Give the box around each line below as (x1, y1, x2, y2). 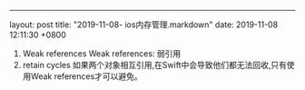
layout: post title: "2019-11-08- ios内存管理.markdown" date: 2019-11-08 (9, 19, 279, 30)
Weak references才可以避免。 (30, 71, 143, 82)
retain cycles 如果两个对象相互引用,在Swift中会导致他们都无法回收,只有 (22, 60, 288, 70)
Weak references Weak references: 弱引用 (22, 48, 182, 59)
